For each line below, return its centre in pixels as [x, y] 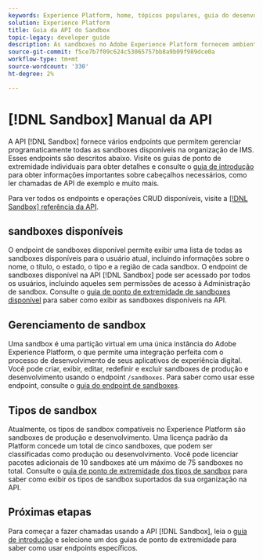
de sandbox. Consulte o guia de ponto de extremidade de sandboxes [119, 292]
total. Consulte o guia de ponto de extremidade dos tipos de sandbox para [128, 471]
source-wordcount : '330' [49, 67]
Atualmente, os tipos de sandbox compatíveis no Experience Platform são [127, 429]
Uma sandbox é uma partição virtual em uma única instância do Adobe [122, 344]
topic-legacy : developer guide [59, 37]
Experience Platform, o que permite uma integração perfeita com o [116, 352]
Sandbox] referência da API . [54, 207]
